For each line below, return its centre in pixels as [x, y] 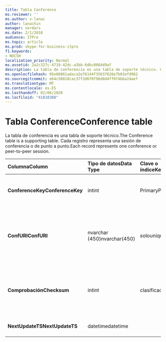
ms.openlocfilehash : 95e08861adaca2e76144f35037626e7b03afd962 [72, 74]
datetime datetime [108, 326]
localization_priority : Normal [37, 60]
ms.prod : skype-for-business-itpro [42, 47]
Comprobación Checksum [38, 290]
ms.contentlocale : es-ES [31, 88]
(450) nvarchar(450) [111, 239]
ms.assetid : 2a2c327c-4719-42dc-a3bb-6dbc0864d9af [58, 65]
